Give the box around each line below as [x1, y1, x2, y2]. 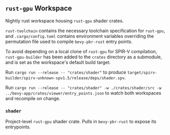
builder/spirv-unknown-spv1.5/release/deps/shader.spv [5, 75, 125, 81]
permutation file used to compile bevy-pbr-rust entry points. [5, 38, 133, 44]
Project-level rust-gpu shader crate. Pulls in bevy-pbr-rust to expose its [5, 119, 157, 125]
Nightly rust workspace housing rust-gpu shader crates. [5, 17, 124, 24]
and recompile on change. [5, 95, 60, 101]
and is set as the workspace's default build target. [5, 59, 111, 65]
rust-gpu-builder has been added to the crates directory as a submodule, [5, 54, 162, 60]
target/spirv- [127, 70, 158, 75]
